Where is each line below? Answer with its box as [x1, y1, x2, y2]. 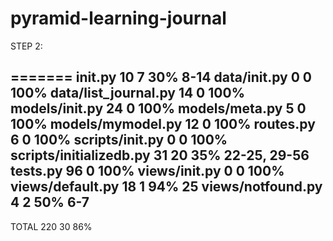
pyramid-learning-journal [10, 7, 227, 30]
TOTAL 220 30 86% [10, 220, 93, 232]
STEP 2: [10, 40, 43, 52]
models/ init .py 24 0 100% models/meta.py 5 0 [10, 100, 307, 117]
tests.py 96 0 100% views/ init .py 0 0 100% [10, 163, 285, 180]
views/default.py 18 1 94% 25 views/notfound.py [10, 178, 323, 196]
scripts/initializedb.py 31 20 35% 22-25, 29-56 [10, 147, 310, 164]
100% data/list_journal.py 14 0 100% [10, 85, 245, 102]
